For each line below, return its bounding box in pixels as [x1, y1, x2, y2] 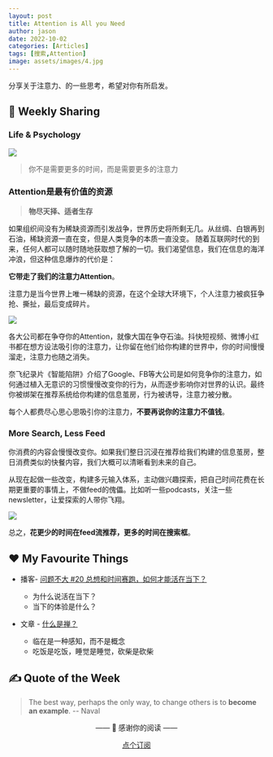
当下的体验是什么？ [32, 602, 97, 611]
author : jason [8, 27, 57, 35]
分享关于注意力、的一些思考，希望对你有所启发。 [8, 81, 172, 90]
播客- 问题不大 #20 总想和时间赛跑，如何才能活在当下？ [19, 574, 207, 584]
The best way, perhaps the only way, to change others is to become [28, 697, 258, 707]
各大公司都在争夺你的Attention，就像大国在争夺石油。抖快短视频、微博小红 [8, 331, 260, 341]
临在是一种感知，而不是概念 [32, 636, 126, 645]
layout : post [8, 11, 53, 20]
